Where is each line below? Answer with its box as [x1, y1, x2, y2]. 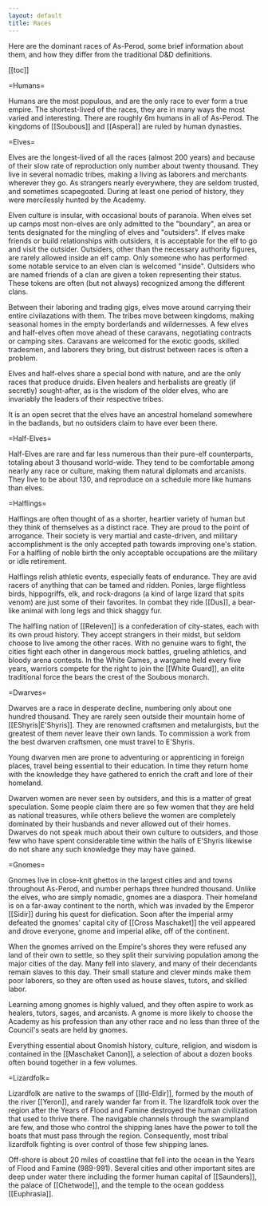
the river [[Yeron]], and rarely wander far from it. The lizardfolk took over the [8, 1097, 259, 1106]
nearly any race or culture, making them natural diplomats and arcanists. [8, 466, 246, 475]
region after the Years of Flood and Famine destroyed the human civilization [8, 1105, 258, 1115]
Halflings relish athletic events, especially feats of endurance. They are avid [8, 572, 258, 581]
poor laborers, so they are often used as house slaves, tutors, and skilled [8, 975, 247, 985]
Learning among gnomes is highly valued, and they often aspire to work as [8, 999, 254, 1009]
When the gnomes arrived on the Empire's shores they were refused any [8, 942, 247, 951]
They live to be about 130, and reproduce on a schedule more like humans [8, 474, 252, 484]
